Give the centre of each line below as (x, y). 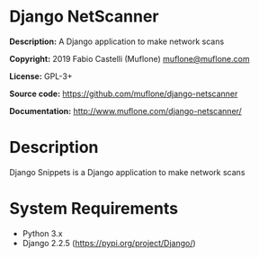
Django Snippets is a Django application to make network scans (127, 172)
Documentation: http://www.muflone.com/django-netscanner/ (126, 111)
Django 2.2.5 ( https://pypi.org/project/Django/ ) (109, 243)
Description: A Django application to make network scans (117, 41)
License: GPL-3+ (41, 76)
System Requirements (94, 209)
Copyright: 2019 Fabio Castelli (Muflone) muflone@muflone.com (129, 58)
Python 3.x (42, 233)
